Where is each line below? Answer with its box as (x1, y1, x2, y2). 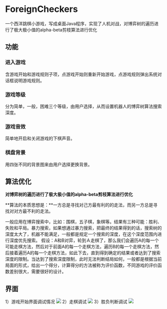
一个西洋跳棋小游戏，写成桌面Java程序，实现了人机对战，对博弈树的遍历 (5, 20, 155, 26)
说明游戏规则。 (13, 77, 45, 83)
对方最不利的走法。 (13, 208, 53, 214)
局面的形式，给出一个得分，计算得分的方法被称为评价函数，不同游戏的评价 (5, 262, 158, 268)
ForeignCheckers (5, 3, 78, 15)
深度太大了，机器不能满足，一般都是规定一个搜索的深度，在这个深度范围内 (5, 231, 158, 237)
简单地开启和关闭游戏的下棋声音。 (5, 135, 75, 141)
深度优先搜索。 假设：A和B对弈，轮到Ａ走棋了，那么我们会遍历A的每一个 (9, 237, 159, 243)
